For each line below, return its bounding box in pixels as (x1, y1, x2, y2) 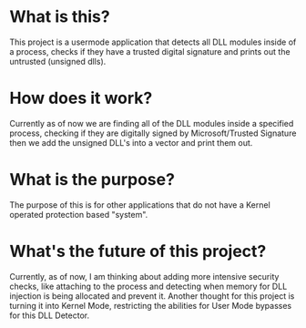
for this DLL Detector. (9, 310, 89, 321)
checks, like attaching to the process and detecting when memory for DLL (9, 281, 288, 292)
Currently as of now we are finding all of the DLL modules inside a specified (9, 118, 294, 128)
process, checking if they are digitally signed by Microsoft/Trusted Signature (9, 128, 297, 138)
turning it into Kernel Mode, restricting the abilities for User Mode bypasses (9, 300, 292, 311)
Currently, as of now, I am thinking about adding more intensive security (9, 271, 280, 282)
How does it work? (9, 88, 153, 108)
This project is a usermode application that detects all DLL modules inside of (9, 36, 297, 47)
